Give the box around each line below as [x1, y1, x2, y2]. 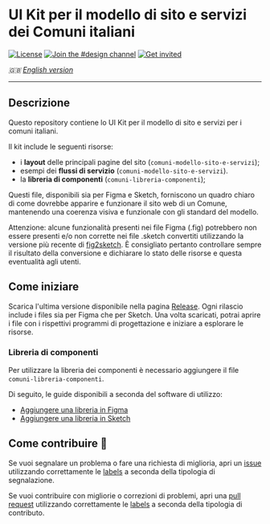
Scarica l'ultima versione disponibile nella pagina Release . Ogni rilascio [8, 301, 243, 311]
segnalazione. [8, 475, 55, 485]
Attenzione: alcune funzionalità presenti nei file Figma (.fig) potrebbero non [8, 223, 257, 232]
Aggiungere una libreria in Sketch [19, 413, 131, 423]
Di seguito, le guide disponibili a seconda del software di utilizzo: [8, 389, 223, 399]
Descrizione [8, 96, 71, 110]
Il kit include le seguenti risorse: [8, 141, 114, 151]
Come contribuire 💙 [8, 436, 108, 451]
